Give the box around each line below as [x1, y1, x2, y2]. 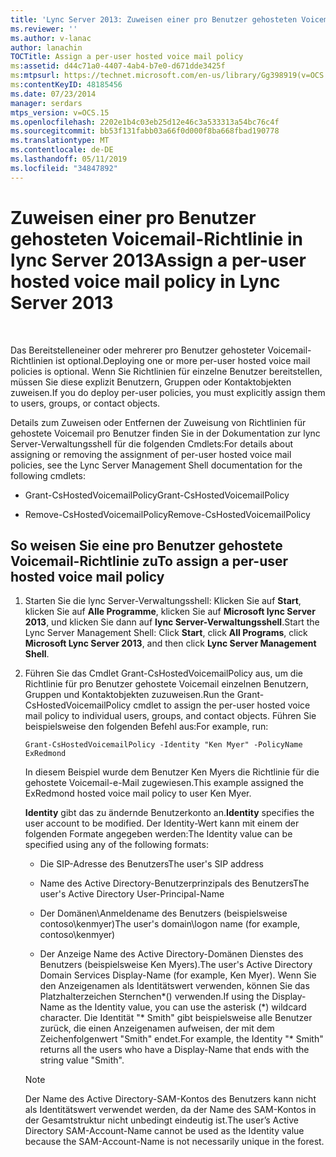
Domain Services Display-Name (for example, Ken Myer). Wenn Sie [39, 969, 317, 981]
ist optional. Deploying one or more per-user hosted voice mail [55, 354, 311, 366]
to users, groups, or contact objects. [10, 397, 161, 409]
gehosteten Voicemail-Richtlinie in [10, 227, 303, 250]
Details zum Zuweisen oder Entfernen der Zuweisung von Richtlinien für [10, 416, 307, 428]
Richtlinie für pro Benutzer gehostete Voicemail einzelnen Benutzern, [24, 678, 309, 690]
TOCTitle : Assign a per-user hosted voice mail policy [10, 52, 244, 62]
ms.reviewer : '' [10, 24, 78, 34]
